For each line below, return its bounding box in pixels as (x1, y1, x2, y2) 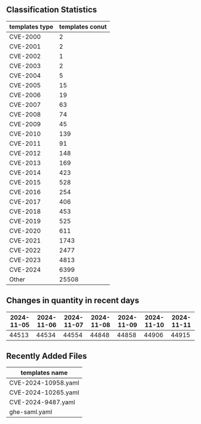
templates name (20, 368, 68, 377)
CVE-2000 (9, 32, 41, 41)
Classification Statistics (6, 5, 98, 15)
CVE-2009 (9, 119, 41, 128)
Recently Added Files (6, 351, 87, 361)
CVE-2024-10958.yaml (9, 379, 80, 387)
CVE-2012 (9, 149, 41, 157)
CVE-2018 (9, 207, 41, 216)
